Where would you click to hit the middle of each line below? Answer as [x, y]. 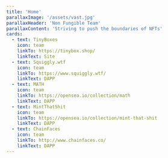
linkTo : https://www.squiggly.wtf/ [62, 73]
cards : [14, 34]
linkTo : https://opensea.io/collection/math [74, 96]
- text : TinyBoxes [35, 40]
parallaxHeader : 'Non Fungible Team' [54, 23]
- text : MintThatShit [39, 107]
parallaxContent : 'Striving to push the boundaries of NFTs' [85, 29]
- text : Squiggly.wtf [39, 62]
